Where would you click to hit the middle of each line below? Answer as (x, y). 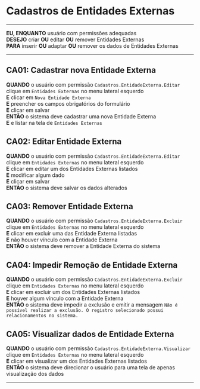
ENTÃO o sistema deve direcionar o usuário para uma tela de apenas (91, 367)
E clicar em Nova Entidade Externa (49, 97)
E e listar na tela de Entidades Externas (54, 122)
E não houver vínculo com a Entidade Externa (62, 240)
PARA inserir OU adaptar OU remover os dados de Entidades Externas (92, 45)
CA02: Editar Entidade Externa (64, 142)
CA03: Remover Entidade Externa (70, 206)
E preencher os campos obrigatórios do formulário (68, 103)
